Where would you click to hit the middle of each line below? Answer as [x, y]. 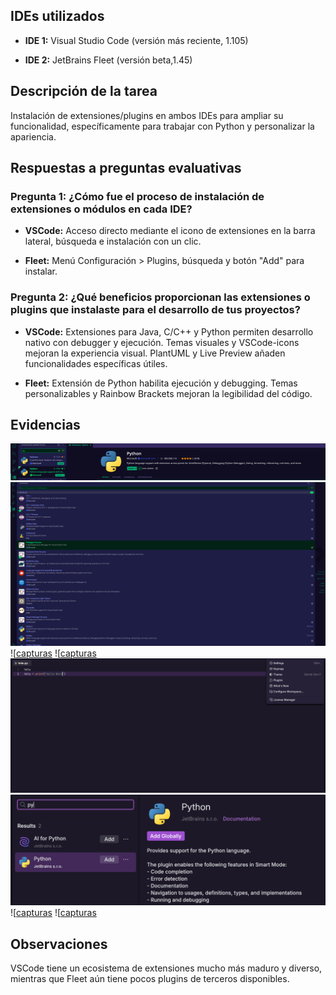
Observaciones [59, 944]
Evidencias [45, 425]
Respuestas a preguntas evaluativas [126, 168]
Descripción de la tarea [84, 91]
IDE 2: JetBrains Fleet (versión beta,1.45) [108, 60]
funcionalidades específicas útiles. [96, 363]
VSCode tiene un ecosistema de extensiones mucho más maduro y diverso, [166, 968]
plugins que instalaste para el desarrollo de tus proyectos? [155, 310]
